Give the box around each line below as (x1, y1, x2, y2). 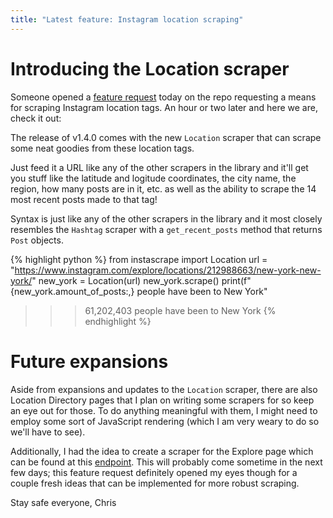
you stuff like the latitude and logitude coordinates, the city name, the (10, 172, 297, 184)
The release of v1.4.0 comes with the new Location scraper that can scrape (10, 131, 322, 143)
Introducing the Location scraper (10, 57, 290, 80)
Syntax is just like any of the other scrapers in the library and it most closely (10, 212, 323, 225)
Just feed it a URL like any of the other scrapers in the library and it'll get (10, 161, 309, 173)
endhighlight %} (84, 315, 152, 327)
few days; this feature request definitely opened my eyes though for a (10, 466, 298, 478)
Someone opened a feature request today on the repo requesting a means (10, 91, 317, 103)
